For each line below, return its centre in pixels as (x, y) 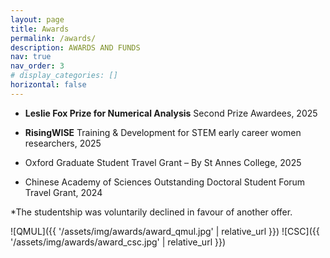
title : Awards (40, 29)
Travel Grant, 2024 (63, 192)
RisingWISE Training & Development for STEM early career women (163, 132)
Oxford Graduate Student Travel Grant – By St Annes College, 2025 (163, 162)
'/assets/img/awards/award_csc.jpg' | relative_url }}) (118, 242)
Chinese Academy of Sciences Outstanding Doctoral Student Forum (165, 182)
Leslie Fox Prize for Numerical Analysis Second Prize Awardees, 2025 (171, 113)
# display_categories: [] (64, 76)
